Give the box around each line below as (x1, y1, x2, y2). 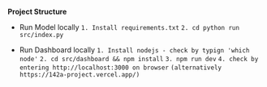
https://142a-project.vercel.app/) (19, 71, 140, 79)
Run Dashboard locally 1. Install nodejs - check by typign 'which (19, 45, 250, 55)
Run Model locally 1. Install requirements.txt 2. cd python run (19, 23, 240, 31)
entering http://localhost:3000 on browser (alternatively (19, 64, 222, 72)
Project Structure (7, 7, 67, 16)
